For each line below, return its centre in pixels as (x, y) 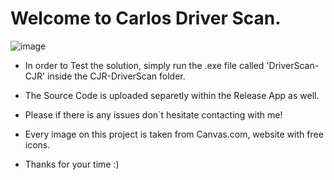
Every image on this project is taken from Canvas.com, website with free (174, 134)
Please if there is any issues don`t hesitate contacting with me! (153, 114)
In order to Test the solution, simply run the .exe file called (144, 65)
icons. (37, 144)
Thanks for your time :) (72, 164)
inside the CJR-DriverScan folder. (116, 76)
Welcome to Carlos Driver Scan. (146, 18)
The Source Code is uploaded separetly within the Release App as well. (172, 95)
